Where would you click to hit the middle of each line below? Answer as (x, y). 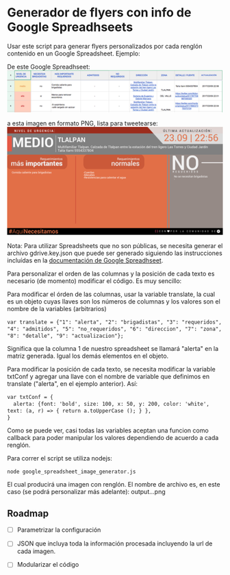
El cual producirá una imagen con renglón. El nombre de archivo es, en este (114, 485)
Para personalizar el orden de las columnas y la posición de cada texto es (111, 274)
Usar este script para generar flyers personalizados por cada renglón (105, 46)
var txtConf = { (30, 397)
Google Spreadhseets (70, 27)
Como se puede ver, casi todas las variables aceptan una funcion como (108, 430)
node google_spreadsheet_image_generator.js (72, 472)
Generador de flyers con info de (99, 13)
